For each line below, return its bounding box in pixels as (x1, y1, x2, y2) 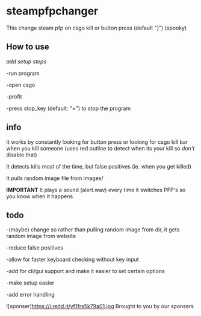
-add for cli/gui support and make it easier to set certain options (6, 268, 165, 275)
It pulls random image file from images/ (6, 174, 104, 182)
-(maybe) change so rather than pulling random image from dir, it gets (6, 226, 180, 233)
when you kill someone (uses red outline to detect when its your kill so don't (6, 144, 195, 152)
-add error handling (6, 291, 55, 298)
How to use (6, 42, 49, 52)
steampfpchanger (6, 4, 99, 18)
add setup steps (6, 57, 47, 65)
